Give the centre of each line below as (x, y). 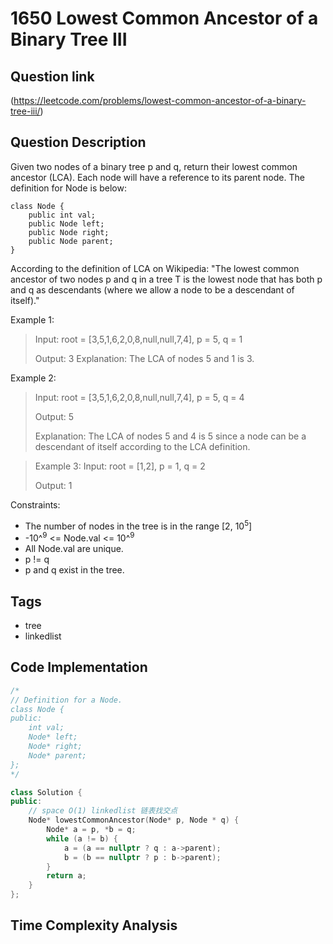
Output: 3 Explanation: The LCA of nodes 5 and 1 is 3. (144, 358)
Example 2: (33, 378)
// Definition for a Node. (66, 700)
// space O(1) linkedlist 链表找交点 (103, 811)
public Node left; (66, 223)
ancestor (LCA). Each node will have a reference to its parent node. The (157, 177)
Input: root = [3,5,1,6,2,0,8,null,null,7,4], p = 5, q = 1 (138, 339)
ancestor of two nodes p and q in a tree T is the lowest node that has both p (166, 279)
